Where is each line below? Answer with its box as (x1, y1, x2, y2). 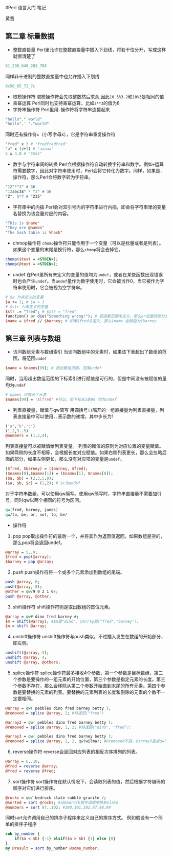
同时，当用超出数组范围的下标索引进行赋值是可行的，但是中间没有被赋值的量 (5, 375, 167, 381)
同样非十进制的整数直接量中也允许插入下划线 (5, 73, 100, 79)
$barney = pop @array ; (5, 559, 54, 565)
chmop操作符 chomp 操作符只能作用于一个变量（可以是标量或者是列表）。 (12, 240, 164, 246)
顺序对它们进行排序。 (12, 784, 58, 791)
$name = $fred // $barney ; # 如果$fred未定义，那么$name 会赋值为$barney (5, 319, 157, 324)
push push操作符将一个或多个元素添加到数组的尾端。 (12, 569, 125, 575)
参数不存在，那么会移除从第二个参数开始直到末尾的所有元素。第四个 (17, 683, 161, 689)
